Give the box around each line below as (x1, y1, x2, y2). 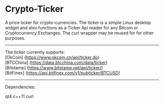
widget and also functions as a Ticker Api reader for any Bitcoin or (5, 24, 138, 30)
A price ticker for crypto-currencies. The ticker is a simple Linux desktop (5, 20, 151, 25)
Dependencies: (5, 84, 36, 90)
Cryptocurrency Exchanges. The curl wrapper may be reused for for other (5, 30, 154, 36)
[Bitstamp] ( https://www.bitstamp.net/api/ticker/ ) (5, 64, 103, 70)
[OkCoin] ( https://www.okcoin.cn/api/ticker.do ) (5, 54, 100, 60)
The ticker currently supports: (5, 49, 65, 55)
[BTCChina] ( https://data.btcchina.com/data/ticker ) (5, 60, 108, 65)
